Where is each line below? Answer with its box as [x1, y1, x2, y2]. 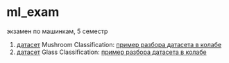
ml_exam [6, 4, 60, 20]
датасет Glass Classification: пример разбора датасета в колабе [16, 48, 207, 56]
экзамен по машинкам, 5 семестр [6, 27, 108, 35]
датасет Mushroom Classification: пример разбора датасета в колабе [16, 40, 222, 48]
